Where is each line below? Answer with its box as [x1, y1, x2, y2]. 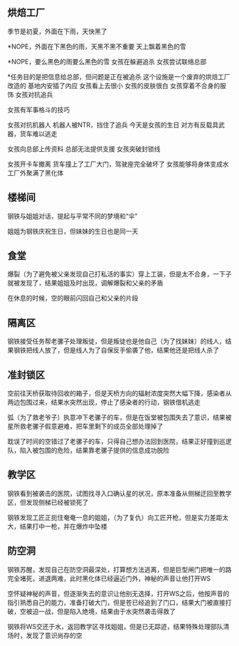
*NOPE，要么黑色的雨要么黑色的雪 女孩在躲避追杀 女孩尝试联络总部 [7, 57, 207, 66]
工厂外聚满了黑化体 [7, 168, 64, 177]
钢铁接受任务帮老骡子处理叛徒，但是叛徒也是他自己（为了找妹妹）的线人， [7, 337, 225, 345]
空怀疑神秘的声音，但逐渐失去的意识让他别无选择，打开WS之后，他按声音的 [7, 589, 230, 598]
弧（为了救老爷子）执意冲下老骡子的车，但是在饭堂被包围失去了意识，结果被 [7, 413, 232, 422]
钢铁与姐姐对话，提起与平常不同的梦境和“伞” [7, 212, 138, 220]
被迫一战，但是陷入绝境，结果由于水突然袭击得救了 [26, 607, 176, 615]
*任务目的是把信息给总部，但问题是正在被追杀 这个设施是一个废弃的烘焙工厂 [7, 72, 230, 80]
